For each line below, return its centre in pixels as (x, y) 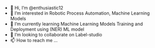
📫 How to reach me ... (34, 40)
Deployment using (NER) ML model (47, 29)
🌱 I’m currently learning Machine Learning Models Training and (76, 24)
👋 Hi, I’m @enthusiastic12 (37, 8)
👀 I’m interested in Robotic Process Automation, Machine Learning (80, 13)
